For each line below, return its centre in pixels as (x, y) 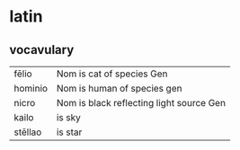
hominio (31, 88)
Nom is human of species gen (119, 88)
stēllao (28, 132)
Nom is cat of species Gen (112, 74)
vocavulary (42, 50)
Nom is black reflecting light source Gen (141, 103)
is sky (68, 117)
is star (69, 132)
